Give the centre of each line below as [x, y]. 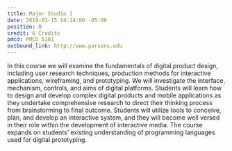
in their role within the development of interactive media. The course [105, 125]
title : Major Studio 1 [40, 14]
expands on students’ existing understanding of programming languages [111, 132]
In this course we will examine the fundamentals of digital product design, [113, 66]
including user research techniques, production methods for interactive [109, 73]
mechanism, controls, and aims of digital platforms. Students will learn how [115, 88]
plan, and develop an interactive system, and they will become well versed [114, 118]
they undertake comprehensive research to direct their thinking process [110, 103]
